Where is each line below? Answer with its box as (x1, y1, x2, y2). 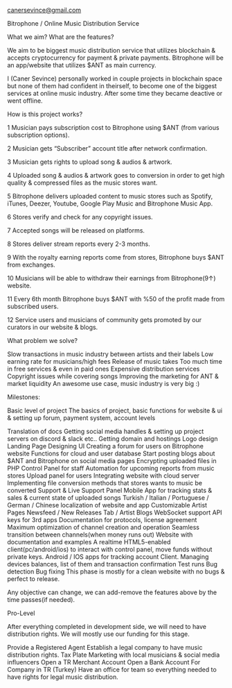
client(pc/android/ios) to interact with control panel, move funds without (7, 545, 213, 553)
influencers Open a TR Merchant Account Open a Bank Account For (7, 658, 201, 666)
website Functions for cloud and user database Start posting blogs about (7, 449, 215, 458)
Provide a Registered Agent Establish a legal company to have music (7, 644, 203, 651)
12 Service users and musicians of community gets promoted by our (7, 316, 202, 324)
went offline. (7, 97, 43, 105)
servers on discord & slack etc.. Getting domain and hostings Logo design (7, 435, 218, 443)
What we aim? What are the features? (7, 33, 114, 41)
